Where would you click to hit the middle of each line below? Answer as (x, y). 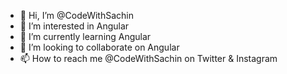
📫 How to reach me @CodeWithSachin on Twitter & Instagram (148, 58)
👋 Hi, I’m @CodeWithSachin (76, 15)
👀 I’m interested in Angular (74, 26)
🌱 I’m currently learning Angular (85, 36)
